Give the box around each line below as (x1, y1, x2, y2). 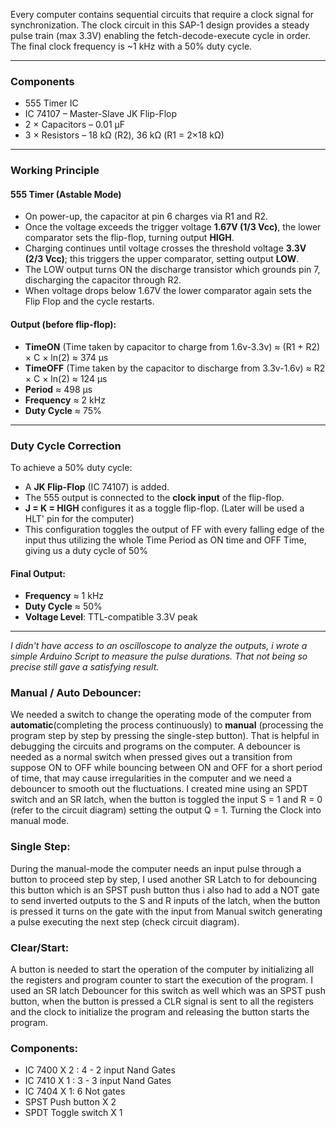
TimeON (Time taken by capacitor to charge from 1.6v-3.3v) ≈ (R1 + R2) (24, 340, 321, 353)
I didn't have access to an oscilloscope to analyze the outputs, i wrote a (10, 640, 308, 652)
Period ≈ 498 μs (24, 383, 93, 395)
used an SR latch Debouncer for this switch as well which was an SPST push (10, 985, 326, 997)
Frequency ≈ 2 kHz (24, 394, 106, 406)
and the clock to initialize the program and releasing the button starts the (10, 1006, 310, 1018)
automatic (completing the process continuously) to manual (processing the (10, 719, 324, 731)
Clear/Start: (10, 940, 70, 954)
